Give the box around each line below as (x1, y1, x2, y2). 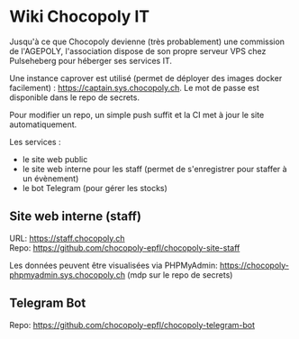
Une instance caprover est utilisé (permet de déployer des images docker (9, 72, 283, 83)
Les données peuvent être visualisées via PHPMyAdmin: (9, 260, 218, 270)
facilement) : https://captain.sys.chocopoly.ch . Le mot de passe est (9, 82, 259, 93)
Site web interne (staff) (9, 209, 142, 224)
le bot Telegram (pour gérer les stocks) (22, 182, 168, 193)
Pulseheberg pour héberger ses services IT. (9, 55, 173, 66)
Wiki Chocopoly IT (9, 6, 150, 27)
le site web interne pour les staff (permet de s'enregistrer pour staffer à (22, 163, 287, 174)
